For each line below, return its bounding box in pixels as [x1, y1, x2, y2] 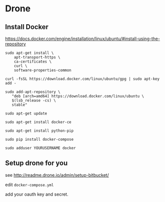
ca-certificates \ [14, 59, 52, 64]
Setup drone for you [5, 159, 68, 167]
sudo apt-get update [5, 111, 48, 116]
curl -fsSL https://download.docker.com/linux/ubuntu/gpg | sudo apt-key [5, 77, 160, 81]
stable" [11, 102, 28, 107]
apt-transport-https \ [14, 55, 61, 60]
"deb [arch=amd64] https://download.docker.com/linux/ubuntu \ [11, 94, 144, 99]
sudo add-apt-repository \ [5, 89, 61, 94]
